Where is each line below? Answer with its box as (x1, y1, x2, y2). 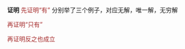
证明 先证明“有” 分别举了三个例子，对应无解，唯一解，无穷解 (7, 6, 178, 14)
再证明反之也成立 (7, 35, 56, 43)
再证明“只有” (7, 20, 43, 29)
